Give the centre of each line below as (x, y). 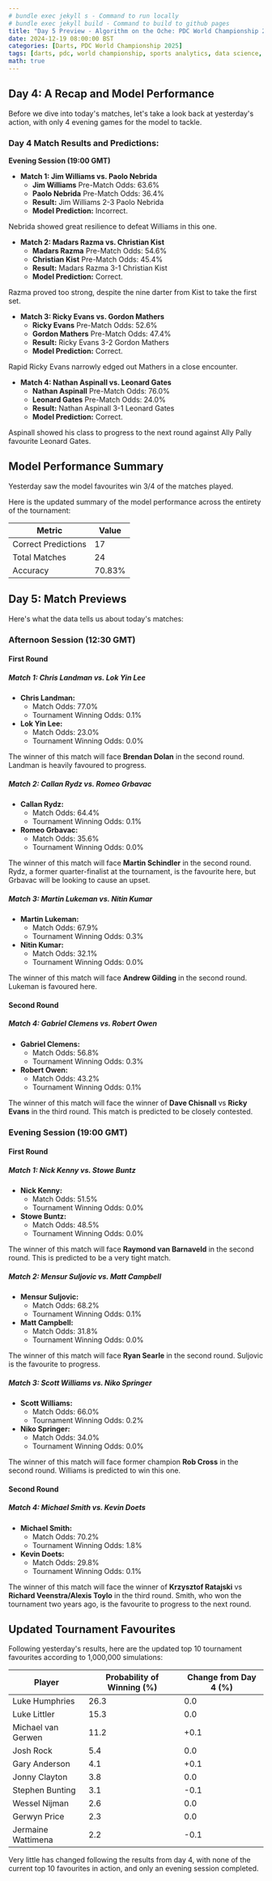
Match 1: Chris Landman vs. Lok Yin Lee (77, 677)
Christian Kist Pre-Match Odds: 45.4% (98, 259)
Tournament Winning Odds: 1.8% (87, 1545)
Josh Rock (32, 1751)
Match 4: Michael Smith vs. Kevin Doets (77, 1508)
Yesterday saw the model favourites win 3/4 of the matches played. (121, 486)
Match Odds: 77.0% (65, 706)
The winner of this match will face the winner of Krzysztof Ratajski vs (125, 1587)
